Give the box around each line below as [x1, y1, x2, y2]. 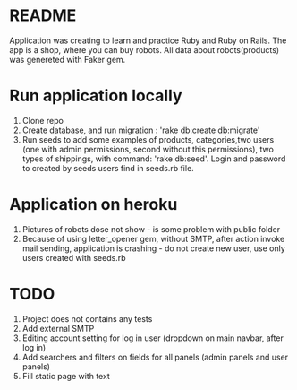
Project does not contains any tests [21, 313, 153, 324]
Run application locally [9, 86, 182, 106]
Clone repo [21, 115, 64, 126]
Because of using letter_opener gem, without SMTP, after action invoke [21, 233, 285, 244]
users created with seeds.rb [21, 252, 126, 263]
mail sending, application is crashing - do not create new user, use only [21, 243, 286, 254]
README [9, 5, 77, 26]
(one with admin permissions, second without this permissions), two [21, 143, 275, 154]
